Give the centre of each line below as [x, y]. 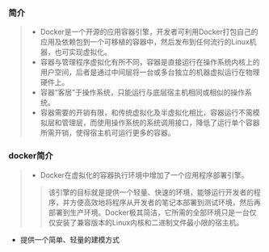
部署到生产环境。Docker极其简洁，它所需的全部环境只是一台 [149, 212]
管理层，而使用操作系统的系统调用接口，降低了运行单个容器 [161, 123]
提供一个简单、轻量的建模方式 [69, 239]
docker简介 [31, 156]
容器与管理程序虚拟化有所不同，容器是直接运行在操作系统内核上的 [150, 62]
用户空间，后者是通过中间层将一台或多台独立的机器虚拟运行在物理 [150, 72]
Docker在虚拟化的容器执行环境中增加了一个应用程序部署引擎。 [144, 174]
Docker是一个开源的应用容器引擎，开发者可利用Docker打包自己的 [149, 32]
